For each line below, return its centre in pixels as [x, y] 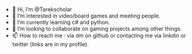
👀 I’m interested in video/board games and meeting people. [86, 16]
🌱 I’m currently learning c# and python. [61, 22]
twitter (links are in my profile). [50, 44]
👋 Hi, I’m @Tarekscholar [42, 9]
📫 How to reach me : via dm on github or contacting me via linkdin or [99, 35]
